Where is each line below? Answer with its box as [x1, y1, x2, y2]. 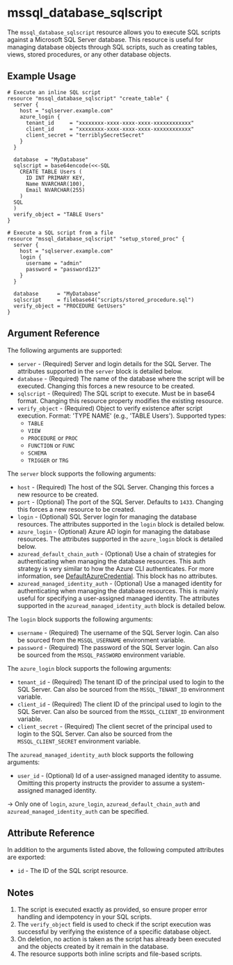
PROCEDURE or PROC [27, 434, 79, 442]
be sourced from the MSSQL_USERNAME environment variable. [17, 636, 186, 644]
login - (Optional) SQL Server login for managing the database [17, 512, 197, 521]
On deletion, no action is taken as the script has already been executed [17, 935, 221, 943]
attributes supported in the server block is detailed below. [17, 367, 183, 375]
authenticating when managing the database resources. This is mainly [17, 586, 218, 595]
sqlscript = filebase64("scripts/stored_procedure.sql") [13, 296, 195, 303]
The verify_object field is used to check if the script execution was [17, 920, 211, 929]
